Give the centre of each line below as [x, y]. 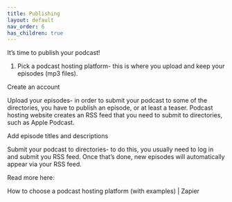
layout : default [30, 20]
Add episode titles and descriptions [58, 136]
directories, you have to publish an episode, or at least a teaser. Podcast [110, 108]
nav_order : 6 [26, 26]
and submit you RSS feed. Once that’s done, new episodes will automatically [116, 157]
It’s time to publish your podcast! [54, 53]
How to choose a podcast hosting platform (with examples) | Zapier [103, 191]
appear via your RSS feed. [44, 165]
